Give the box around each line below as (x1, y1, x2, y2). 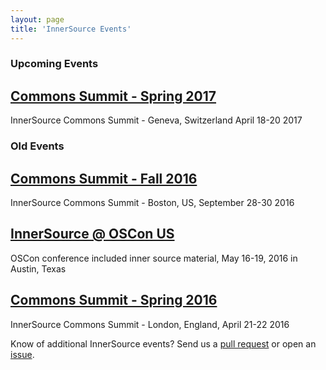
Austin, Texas (10, 262, 67, 275)
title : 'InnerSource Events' (10, 24, 132, 34)
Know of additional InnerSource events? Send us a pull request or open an (10, 337, 317, 350)
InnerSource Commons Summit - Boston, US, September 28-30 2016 (10, 196, 295, 208)
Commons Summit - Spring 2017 (10, 87, 217, 105)
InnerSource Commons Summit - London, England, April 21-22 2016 (10, 318, 290, 330)
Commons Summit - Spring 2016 (10, 292, 218, 309)
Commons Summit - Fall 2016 (10, 170, 198, 187)
